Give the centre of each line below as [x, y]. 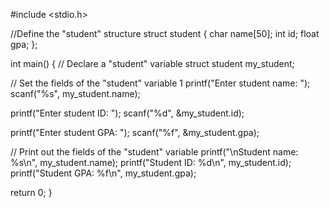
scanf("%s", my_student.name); [75, 93]
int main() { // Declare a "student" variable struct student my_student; [152, 63]
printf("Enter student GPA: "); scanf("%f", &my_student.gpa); [135, 132]
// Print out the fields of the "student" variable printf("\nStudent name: [154, 152]
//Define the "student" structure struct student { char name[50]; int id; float [165, 33]
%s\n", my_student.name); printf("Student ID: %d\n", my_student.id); [151, 162]
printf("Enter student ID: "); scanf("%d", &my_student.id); [127, 113]
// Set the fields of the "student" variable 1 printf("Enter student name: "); [160, 83]
